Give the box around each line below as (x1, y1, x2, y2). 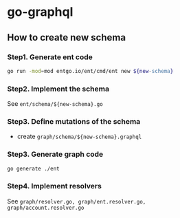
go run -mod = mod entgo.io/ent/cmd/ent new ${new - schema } (7, 67, 174, 74)
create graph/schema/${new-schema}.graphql (16, 132, 142, 141)
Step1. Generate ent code (7, 52, 93, 62)
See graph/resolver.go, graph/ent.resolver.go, (7, 197, 146, 205)
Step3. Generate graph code (7, 149, 104, 159)
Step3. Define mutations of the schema (7, 116, 141, 126)
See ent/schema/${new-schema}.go (7, 100, 103, 108)
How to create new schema (7, 32, 126, 43)
